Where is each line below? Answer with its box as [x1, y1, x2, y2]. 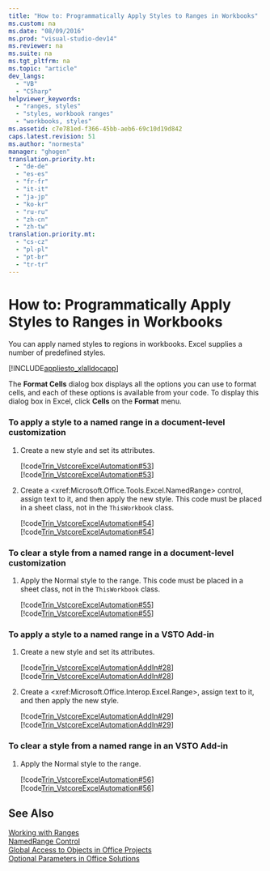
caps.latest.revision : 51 [8, 132, 95, 140]
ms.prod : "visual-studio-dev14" [8, 34, 117, 43]
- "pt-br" [15, 253, 49, 261]
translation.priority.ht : [8, 155, 95, 163]
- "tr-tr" [15, 260, 49, 268]
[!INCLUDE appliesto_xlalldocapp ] [8, 364, 119, 374]
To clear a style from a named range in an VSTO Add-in [8, 741, 229, 752]
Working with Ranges [8, 828, 79, 838]
